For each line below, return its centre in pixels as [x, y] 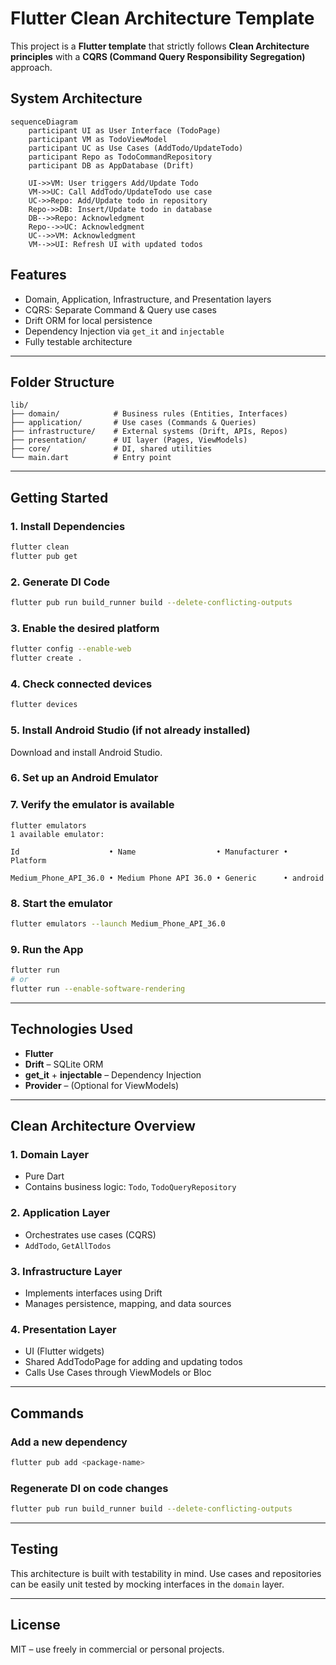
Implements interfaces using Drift [93, 1293]
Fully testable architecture [78, 341]
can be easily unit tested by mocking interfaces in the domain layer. [147, 1584]
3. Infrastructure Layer [66, 1271]
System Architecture [76, 98]
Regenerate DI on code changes [89, 1488]
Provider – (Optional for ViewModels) [102, 1085]
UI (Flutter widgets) [64, 1351]
